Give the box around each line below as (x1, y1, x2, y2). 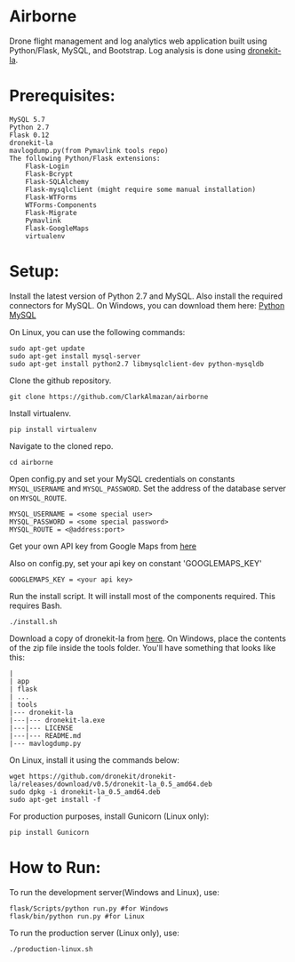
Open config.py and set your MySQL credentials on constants (9, 473, 235, 484)
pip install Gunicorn (9, 828, 90, 837)
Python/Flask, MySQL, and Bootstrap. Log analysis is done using (9, 44, 246, 55)
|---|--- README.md (9, 731, 82, 740)
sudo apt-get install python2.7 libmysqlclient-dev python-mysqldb (9, 359, 265, 368)
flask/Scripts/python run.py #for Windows (9, 904, 169, 913)
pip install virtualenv (9, 425, 98, 434)
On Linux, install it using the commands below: (9, 754, 180, 766)
